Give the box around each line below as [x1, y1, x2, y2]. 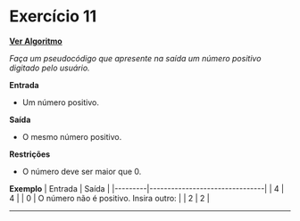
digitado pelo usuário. [9, 62, 91, 73]
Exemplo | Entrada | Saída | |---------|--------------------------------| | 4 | [9, 183, 284, 193]
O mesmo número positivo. [21, 131, 122, 142]
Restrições [9, 149, 51, 160]
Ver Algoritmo [9, 36, 62, 46]
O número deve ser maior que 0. [21, 166, 142, 176]
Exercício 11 [9, 6, 97, 27]
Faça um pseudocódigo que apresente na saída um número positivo [9, 53, 262, 63]
